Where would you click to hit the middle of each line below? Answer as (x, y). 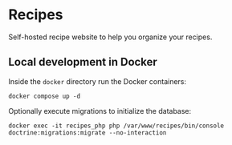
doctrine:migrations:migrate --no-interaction (88, 133)
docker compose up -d (45, 96)
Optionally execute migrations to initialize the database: (100, 111)
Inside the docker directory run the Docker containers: (98, 81)
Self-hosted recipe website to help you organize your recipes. (110, 37)
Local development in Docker (83, 62)
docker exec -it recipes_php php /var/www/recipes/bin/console (116, 126)
